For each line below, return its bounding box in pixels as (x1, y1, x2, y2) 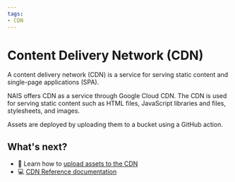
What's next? (7, 140, 68, 152)
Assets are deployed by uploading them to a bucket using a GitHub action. (7, 121, 224, 129)
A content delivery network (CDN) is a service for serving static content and (7, 71, 229, 79)
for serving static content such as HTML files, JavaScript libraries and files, (7, 99, 226, 108)
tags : (7, 10, 23, 18)
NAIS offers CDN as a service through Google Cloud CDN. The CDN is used (7, 92, 227, 100)
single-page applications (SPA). (7, 78, 100, 87)
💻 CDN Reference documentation (17, 167, 117, 176)
